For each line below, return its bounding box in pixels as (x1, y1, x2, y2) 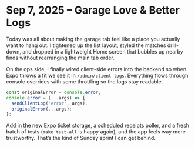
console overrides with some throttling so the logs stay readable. (6, 78, 163, 85)
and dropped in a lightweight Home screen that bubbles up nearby (22, 48, 183, 55)
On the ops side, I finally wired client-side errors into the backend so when (6, 65, 187, 72)
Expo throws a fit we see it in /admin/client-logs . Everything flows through (6, 72, 189, 79)
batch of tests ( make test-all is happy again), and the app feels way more (6, 128, 186, 135)
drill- (167, 42, 179, 49)
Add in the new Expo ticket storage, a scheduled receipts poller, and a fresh (6, 122, 190, 129)
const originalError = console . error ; (6, 89, 101, 95)
